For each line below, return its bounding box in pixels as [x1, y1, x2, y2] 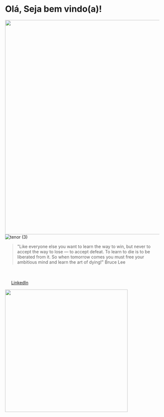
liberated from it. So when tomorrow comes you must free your [17, 254, 144, 260]
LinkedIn [11, 279, 28, 285]
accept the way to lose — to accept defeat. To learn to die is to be [17, 248, 150, 254]
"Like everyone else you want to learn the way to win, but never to [17, 244, 151, 249]
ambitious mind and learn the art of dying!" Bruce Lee [17, 259, 126, 265]
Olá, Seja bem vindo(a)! [5, 3, 102, 15]
